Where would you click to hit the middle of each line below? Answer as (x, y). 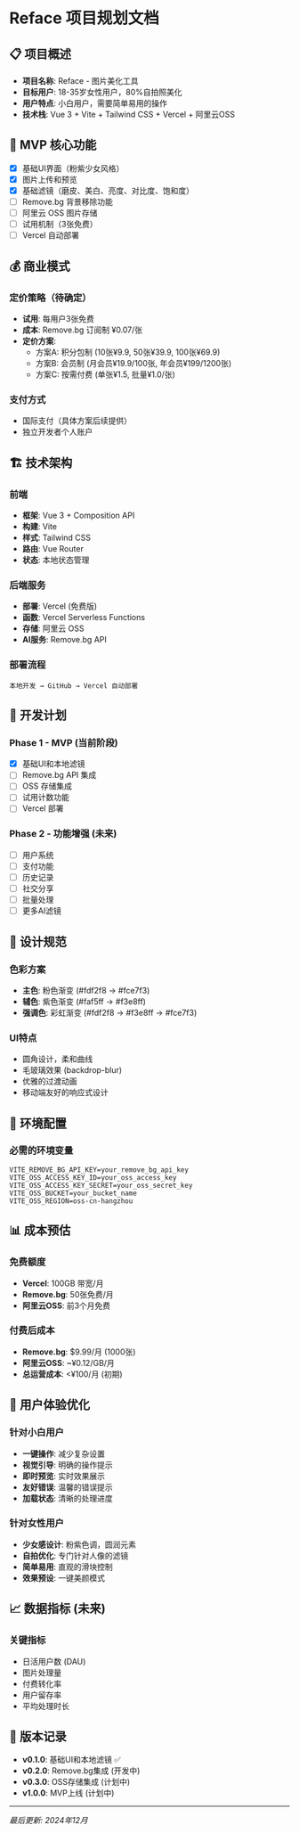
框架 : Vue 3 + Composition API (78, 515)
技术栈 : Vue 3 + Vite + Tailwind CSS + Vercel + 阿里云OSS (129, 114)
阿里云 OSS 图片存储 (60, 213)
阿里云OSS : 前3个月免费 (66, 1305)
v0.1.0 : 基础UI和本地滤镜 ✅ (72, 1760)
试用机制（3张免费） (60, 225)
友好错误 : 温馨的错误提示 (67, 1487)
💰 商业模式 (40, 266)
